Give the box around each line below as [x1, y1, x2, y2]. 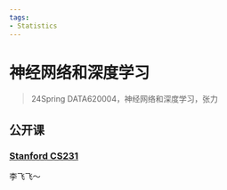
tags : [9, 12, 29, 22]
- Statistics [9, 21, 58, 30]
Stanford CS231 [9, 149, 78, 161]
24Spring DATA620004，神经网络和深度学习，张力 [30, 94, 218, 104]
